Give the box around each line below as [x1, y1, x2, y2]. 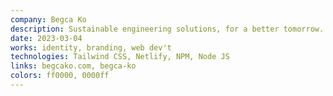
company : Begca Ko [10, 14, 87, 25]
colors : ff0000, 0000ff [10, 71, 110, 81]
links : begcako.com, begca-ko [10, 61, 137, 71]
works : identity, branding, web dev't [10, 42, 172, 53]
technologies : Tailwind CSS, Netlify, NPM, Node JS [10, 52, 230, 62]
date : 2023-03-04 [10, 33, 83, 43]
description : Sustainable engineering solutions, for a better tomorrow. [10, 24, 325, 34]
